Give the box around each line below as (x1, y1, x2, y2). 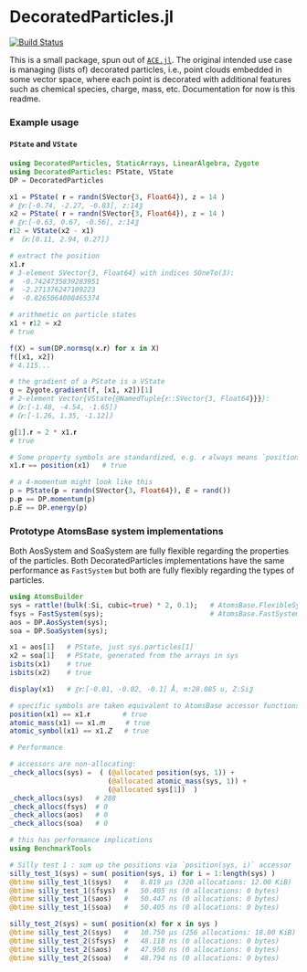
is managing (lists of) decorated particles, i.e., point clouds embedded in (9, 64, 283, 75)
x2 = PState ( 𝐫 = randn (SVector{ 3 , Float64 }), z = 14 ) (9, 209, 226, 218)
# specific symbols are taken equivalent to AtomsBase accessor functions (9, 701, 301, 710)
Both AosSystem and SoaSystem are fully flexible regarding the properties (9, 545, 290, 556)
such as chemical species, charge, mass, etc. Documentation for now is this (9, 83, 295, 94)
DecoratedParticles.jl (9, 6, 174, 27)
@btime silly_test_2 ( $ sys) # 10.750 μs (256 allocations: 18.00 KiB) (9, 928, 297, 937)
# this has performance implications (9, 836, 153, 845)
